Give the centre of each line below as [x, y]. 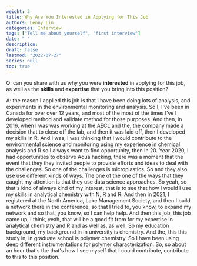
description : [22, 45]
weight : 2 [18, 11]
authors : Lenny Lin [30, 22]
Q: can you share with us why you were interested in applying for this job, [96, 83]
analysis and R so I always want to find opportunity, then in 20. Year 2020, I [97, 151]
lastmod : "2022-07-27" [34, 55]
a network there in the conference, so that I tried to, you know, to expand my [99, 207]
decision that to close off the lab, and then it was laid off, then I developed [96, 132]
